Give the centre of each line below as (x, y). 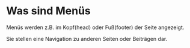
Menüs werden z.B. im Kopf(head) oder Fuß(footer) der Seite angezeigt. (95, 27)
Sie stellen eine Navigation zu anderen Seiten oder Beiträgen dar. (87, 39)
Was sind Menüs (49, 11)
